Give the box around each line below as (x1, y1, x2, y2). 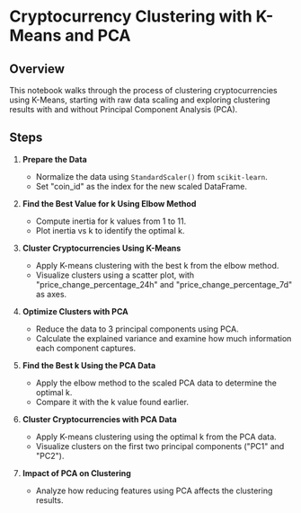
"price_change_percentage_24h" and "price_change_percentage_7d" (35, 279, 293, 289)
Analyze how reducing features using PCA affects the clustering (35, 485, 273, 496)
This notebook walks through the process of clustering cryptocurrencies (9, 85, 278, 95)
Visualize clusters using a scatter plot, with (35, 270, 195, 280)
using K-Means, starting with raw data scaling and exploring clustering (9, 94, 271, 105)
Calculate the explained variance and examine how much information (35, 332, 292, 343)
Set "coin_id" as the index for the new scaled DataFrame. (35, 181, 247, 191)
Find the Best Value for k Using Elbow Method (22, 198, 197, 208)
